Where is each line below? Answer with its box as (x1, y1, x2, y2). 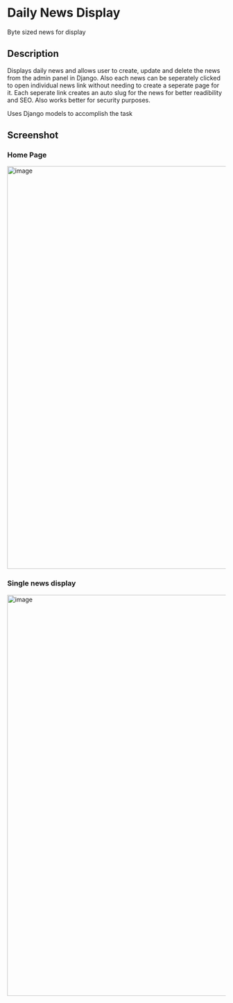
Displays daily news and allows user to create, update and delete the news (7, 66, 221, 74)
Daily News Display (7, 5, 121, 21)
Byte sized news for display (7, 28, 86, 36)
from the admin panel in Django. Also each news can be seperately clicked (7, 74, 221, 82)
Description (7, 48, 59, 60)
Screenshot (7, 130, 59, 142)
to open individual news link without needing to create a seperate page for (7, 81, 220, 89)
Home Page (7, 151, 47, 160)
